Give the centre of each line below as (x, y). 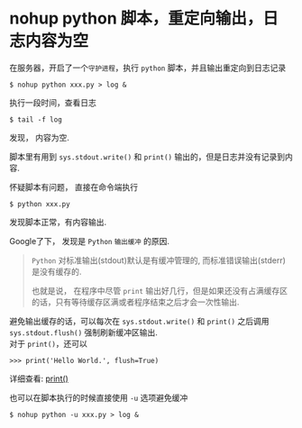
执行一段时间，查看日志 (53, 102)
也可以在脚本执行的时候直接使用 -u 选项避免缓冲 (99, 397)
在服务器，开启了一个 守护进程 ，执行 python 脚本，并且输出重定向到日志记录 (148, 68)
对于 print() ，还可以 (49, 343)
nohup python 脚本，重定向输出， (136, 18)
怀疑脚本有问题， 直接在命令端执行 (73, 187)
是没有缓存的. (56, 271)
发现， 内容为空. (39, 137)
